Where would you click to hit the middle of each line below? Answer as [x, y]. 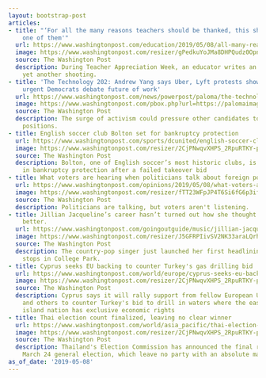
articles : [25, 23]
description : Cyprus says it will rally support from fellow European [134, 296]
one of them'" [46, 38]
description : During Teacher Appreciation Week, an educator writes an [136, 67]
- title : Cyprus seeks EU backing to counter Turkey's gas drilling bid [131, 266]
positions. [40, 126]
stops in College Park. [62, 258]
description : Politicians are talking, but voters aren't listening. [132, 207]
